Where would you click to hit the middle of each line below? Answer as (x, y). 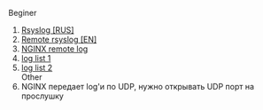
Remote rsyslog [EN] (59, 39)
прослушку (42, 96)
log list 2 (37, 67)
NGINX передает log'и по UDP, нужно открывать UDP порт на (137, 86)
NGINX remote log (54, 49)
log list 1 (36, 58)
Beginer (23, 13)
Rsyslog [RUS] (47, 30)
